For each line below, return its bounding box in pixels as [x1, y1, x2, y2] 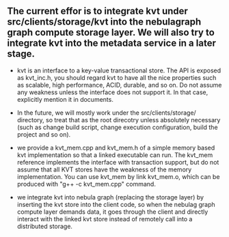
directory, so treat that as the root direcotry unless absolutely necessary [16, 115, 221, 124]
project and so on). [16, 130, 71, 139]
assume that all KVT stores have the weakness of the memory [16, 165, 192, 173]
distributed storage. [16, 222, 73, 230]
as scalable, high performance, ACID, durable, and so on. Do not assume [16, 81, 222, 89]
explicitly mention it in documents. [16, 95, 114, 103]
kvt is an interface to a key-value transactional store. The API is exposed [16, 66, 221, 74]
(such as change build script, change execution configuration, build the [16, 123, 218, 131]
